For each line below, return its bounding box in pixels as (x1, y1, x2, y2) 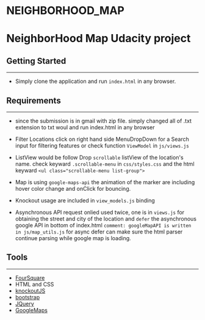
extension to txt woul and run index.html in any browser (15, 124, 155, 131)
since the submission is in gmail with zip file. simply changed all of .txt (15, 117, 192, 124)
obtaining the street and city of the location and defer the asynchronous (15, 215, 197, 222)
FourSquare (15, 274, 45, 281)
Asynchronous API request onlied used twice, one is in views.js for (15, 208, 185, 216)
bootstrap (15, 293, 40, 300)
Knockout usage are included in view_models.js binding (15, 197, 156, 204)
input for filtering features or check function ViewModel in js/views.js (15, 142, 189, 149)
